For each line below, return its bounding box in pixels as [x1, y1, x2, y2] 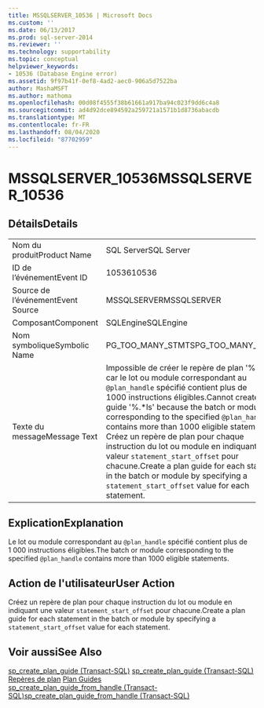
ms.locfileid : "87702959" [8, 135, 93, 144]
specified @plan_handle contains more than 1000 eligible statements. [8, 554, 229, 564]
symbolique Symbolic [12, 339, 90, 350]
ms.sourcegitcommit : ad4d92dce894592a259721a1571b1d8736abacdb [8, 107, 220, 115]
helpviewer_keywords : [8, 63, 79, 71]
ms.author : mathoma [8, 92, 72, 100]
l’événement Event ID [12, 272, 88, 283]
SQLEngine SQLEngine [105, 317, 189, 328]
